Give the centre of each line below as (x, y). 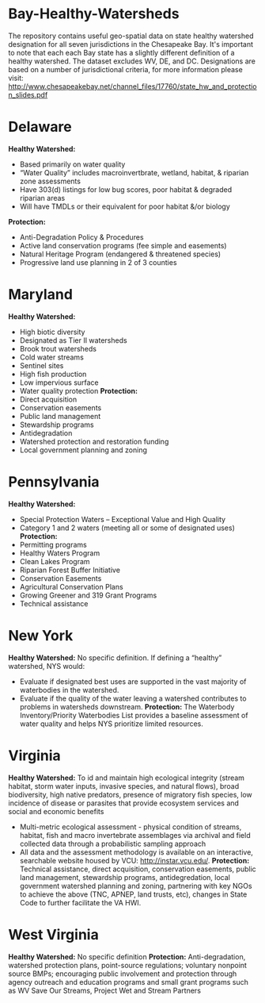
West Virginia (53, 934)
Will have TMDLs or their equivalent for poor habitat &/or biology (125, 206)
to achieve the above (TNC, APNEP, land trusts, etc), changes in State (133, 894)
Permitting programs (53, 544)
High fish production (53, 374)
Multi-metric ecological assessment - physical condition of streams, (131, 827)
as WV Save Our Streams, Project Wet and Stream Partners (105, 990)
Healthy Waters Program (60, 553)
